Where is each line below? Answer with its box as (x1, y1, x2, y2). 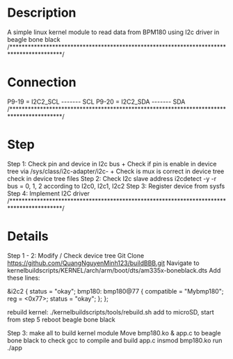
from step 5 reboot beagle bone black (7, 315, 116, 324)
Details (7, 228, 49, 244)
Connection (7, 74, 77, 90)
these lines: (7, 273, 40, 282)
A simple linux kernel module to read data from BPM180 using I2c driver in (7, 28, 220, 36)
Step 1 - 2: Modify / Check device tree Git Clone (7, 251, 145, 260)
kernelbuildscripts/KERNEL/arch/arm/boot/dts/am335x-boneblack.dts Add (7, 266, 221, 274)
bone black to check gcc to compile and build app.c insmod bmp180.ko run (7, 336, 223, 344)
